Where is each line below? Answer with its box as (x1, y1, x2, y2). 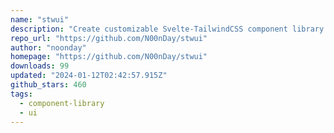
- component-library (19, 98, 105, 108)
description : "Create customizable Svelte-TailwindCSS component (10, 24, 288, 34)
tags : (10, 89, 33, 99)
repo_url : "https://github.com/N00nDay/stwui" (10, 33, 208, 43)
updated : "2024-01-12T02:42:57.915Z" (10, 71, 168, 81)
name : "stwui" (10, 14, 70, 25)
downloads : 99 (10, 61, 70, 71)
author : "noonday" (10, 42, 87, 53)
